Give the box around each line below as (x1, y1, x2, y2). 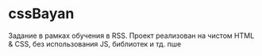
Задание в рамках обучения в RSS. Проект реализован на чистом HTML (8, 31, 255, 40)
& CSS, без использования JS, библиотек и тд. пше (8, 39, 182, 48)
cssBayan (8, 5, 75, 23)
